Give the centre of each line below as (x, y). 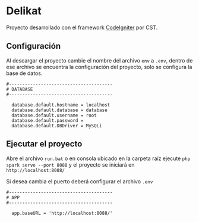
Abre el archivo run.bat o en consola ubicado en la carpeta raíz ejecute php (98, 158)
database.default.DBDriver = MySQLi (57, 126)
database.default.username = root (54, 115)
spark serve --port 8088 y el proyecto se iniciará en (70, 164)
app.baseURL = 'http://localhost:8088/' (62, 213)
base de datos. (24, 73)
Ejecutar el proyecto (44, 144)
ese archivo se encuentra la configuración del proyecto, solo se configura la (99, 67)
